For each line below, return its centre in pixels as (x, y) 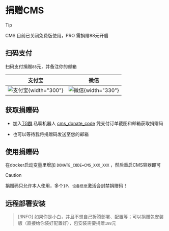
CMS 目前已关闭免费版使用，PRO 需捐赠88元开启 (57, 35)
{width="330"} (102, 90)
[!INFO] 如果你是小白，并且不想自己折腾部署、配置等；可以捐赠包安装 (91, 217)
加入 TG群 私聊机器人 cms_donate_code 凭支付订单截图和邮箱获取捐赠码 (88, 123)
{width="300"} (46, 90)
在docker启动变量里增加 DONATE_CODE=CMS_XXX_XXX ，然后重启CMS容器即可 (83, 165)
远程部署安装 (25, 203)
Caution (13, 175)
